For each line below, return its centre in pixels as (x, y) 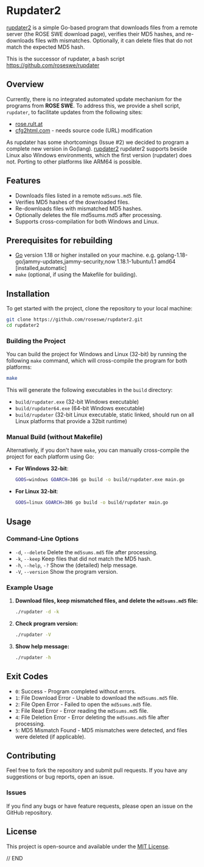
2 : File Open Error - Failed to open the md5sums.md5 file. (83, 704)
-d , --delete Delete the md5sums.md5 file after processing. (86, 552)
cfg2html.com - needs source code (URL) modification (84, 130)
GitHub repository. (30, 812)
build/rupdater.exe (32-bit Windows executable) (77, 402)
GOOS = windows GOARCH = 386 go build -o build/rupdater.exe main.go (100, 480)
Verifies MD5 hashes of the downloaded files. (72, 202)
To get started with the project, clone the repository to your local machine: (100, 309)
